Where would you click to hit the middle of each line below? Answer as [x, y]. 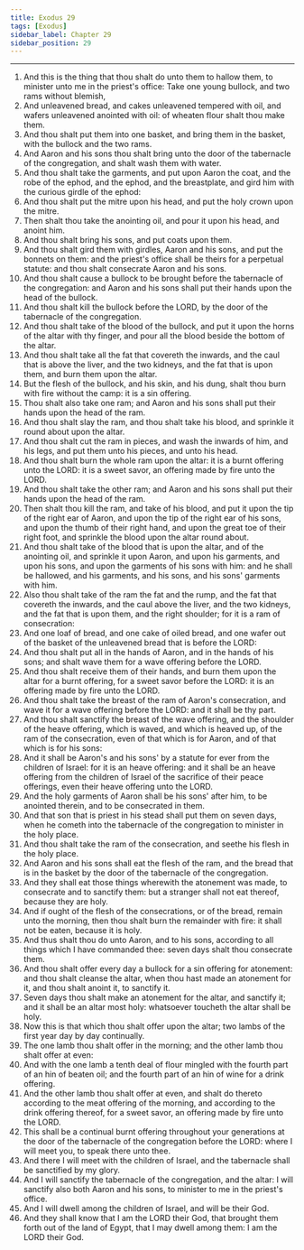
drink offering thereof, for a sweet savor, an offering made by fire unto [153, 1113]
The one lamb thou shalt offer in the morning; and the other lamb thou [153, 1046]
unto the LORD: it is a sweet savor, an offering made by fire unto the [149, 470]
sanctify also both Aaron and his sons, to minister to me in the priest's [153, 1190]
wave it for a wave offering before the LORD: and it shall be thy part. [149, 710]
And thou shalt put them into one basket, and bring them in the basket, [154, 134]
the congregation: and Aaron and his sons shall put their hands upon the [157, 288]
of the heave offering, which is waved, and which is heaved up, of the [152, 729]
